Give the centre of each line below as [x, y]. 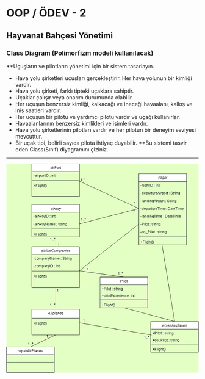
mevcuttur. [29, 136]
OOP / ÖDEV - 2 [46, 13]
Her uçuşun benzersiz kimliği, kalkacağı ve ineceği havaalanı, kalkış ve [104, 104]
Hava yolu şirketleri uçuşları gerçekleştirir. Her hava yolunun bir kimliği [103, 78]
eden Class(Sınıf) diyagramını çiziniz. [62, 149]
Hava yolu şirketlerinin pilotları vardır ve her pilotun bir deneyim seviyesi [106, 130]
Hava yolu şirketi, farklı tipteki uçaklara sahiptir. [74, 91]
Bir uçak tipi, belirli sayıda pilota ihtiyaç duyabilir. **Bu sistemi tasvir [101, 143]
